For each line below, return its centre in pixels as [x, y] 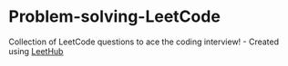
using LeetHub [36, 51]
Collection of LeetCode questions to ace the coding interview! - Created [144, 42]
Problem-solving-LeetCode [114, 17]
